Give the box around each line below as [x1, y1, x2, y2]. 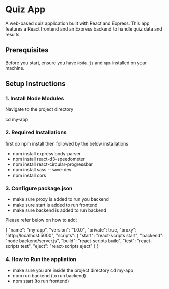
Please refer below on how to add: [5, 217, 77, 223]
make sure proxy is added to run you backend [12, 196, 109, 203]
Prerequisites [5, 46, 49, 54]
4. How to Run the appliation [5, 255, 76, 263]
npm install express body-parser [12, 150, 81, 156]
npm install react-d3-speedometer [12, 156, 86, 162]
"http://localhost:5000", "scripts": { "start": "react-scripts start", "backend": [5, 233, 164, 239]
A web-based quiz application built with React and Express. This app [5, 20, 150, 26]
